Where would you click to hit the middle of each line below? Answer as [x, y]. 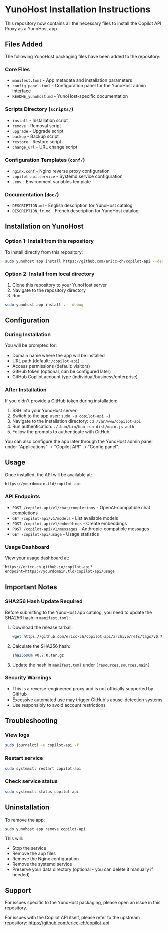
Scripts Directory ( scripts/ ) [39, 109]
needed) [21, 875]
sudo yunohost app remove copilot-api [45, 829]
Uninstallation [27, 808]
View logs [17, 735]
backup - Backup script [35, 136]
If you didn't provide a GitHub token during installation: [61, 401]
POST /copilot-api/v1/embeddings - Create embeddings [70, 523]
